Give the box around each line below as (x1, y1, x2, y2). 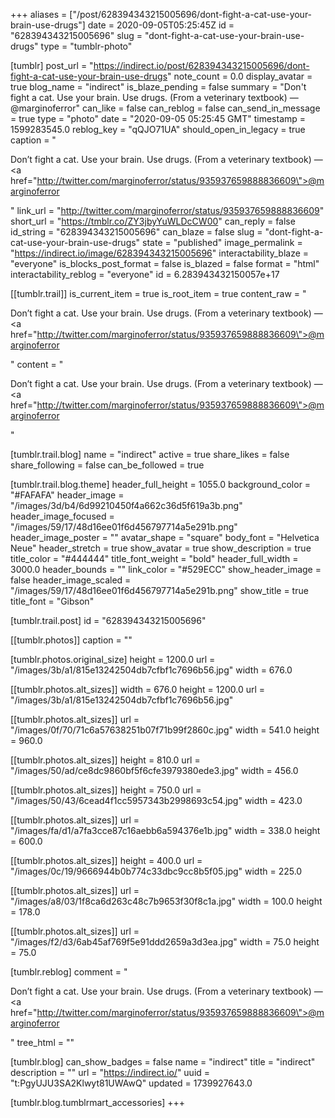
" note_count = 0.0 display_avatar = (167, 70, 313, 82)
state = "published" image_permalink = (142, 237, 303, 248)
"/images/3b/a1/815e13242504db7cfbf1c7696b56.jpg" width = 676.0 (10, 664, 293, 676)
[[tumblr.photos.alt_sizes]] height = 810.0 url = (10, 754, 201, 766)
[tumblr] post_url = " (10, 60, 94, 71)
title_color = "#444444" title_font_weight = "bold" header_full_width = (10, 553, 299, 564)
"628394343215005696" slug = (10, 30, 143, 41)
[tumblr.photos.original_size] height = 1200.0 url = (10, 654, 216, 665)
